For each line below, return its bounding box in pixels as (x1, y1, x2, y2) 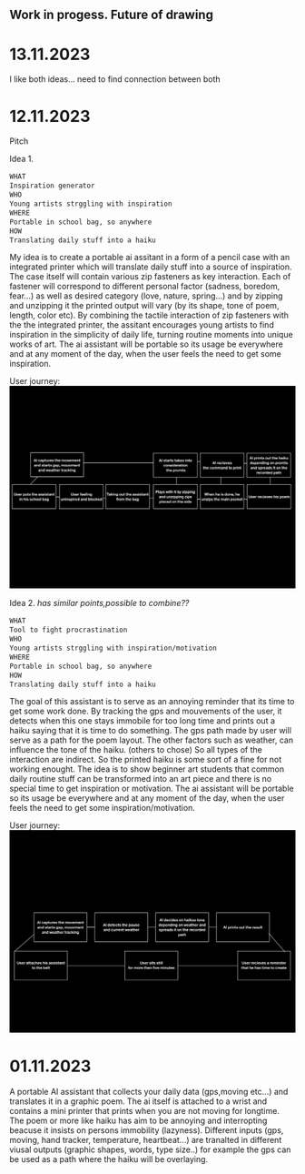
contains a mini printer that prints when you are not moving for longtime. (9, 1105, 280, 1116)
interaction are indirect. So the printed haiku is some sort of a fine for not (9, 754, 282, 765)
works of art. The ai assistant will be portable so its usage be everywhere (9, 339, 283, 349)
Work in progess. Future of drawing (9, 7, 213, 23)
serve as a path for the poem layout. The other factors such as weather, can (9, 734, 294, 745)
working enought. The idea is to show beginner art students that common (9, 764, 284, 774)
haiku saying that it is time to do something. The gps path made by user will (9, 725, 292, 736)
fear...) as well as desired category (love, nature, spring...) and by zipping (9, 290, 283, 301)
